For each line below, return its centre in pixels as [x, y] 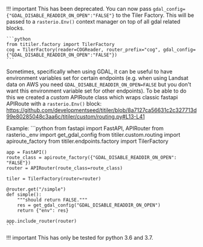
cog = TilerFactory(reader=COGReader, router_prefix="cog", [84, 50]
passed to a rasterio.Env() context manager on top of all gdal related [93, 21]
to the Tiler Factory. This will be [155, 15]
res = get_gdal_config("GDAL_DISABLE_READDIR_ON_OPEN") [89, 205]
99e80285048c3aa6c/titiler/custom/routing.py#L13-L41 [76, 117]
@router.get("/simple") [36, 189]
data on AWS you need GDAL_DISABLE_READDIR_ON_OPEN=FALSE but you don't [99, 84]
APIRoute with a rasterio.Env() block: [54, 104]
